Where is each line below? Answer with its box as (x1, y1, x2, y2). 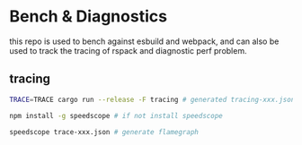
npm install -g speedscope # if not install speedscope (9, 111, 223, 120)
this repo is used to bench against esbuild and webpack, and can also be (9, 36, 280, 47)
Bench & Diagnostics (9, 6, 168, 27)
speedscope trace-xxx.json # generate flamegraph (9, 127, 200, 136)
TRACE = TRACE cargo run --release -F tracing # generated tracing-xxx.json (9, 95, 296, 104)
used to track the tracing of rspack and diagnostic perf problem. (9, 45, 247, 55)
